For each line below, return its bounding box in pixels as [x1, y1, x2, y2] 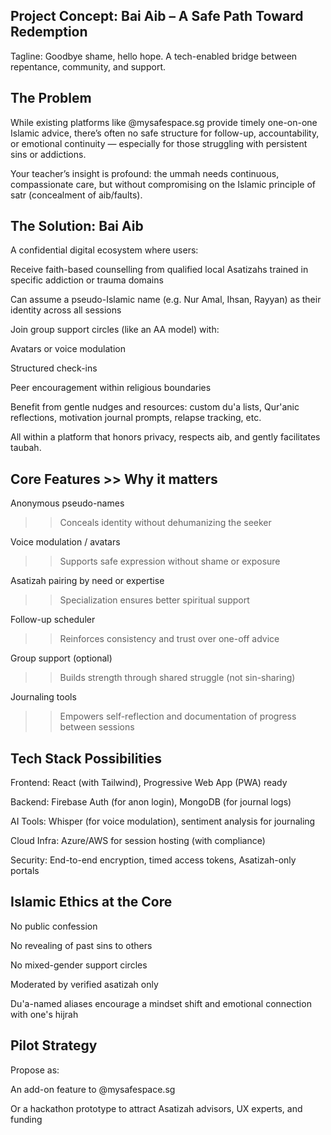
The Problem [10, 90, 92, 107]
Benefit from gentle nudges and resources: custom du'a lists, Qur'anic [10, 401, 300, 413]
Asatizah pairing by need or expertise [10, 575, 165, 587]
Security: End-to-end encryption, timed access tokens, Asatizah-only [10, 854, 297, 866]
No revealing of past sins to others [10, 939, 153, 951]
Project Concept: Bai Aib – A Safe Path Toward [10, 8, 304, 25]
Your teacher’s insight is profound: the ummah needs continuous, [10, 167, 280, 179]
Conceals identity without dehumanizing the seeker [59, 517, 272, 529]
